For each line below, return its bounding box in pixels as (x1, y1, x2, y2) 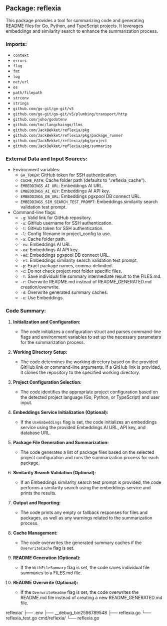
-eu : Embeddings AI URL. (20, 241, 72, 248)
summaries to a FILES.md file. (20, 570, 82, 576)
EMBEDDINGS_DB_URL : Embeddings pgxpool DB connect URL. (20, 193, 141, 199)
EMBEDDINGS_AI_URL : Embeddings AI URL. (20, 183, 104, 189)
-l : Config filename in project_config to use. (20, 231, 111, 237)
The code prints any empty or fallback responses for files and (20, 509, 148, 515)
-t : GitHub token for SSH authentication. (20, 226, 104, 232)
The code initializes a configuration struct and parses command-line (20, 329, 161, 335)
